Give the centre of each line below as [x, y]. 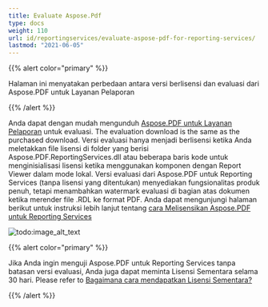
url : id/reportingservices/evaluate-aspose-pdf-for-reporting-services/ [132, 38]
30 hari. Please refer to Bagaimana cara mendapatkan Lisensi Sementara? [130, 280]
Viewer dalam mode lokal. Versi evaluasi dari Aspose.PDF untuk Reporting [130, 174]
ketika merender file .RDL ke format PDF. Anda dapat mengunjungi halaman [133, 200]
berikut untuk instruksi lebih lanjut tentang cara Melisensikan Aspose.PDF [130, 208]
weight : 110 [28, 30]
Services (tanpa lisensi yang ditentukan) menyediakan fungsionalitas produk [134, 183]
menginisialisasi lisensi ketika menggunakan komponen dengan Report [125, 165]
